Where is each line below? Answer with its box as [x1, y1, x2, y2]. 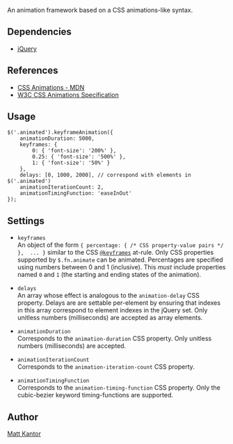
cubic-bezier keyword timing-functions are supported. [17, 391, 174, 399]
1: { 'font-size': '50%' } [32, 159, 111, 166]
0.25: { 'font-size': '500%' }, [32, 153, 127, 161]
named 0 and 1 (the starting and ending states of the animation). [17, 271, 202, 279]
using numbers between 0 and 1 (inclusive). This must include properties [17, 263, 226, 271]
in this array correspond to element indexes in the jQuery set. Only [17, 306, 208, 315]
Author [7, 411, 38, 423]
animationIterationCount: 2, [19, 184, 104, 191]
